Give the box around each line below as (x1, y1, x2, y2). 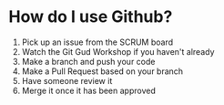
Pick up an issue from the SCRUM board (21, 37, 174, 47)
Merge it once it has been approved (21, 85, 156, 96)
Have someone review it (21, 75, 113, 86)
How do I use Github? (8, 6, 173, 27)
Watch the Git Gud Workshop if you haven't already (21, 46, 215, 57)
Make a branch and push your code (21, 56, 156, 67)
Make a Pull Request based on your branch (21, 66, 184, 77)
